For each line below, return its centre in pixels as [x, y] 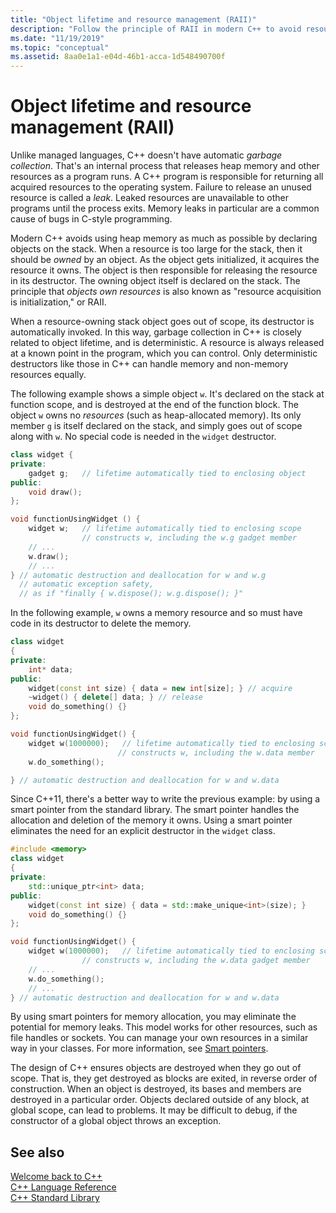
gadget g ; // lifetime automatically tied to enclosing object [167, 473]
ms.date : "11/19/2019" [57, 38]
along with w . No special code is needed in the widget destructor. [143, 437]
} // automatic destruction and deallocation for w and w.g [138, 575]
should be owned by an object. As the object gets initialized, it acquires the [165, 260]
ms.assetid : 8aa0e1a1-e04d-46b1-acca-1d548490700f [118, 57]
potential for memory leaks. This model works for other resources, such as [164, 1027]
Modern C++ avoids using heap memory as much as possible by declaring [164, 238]
